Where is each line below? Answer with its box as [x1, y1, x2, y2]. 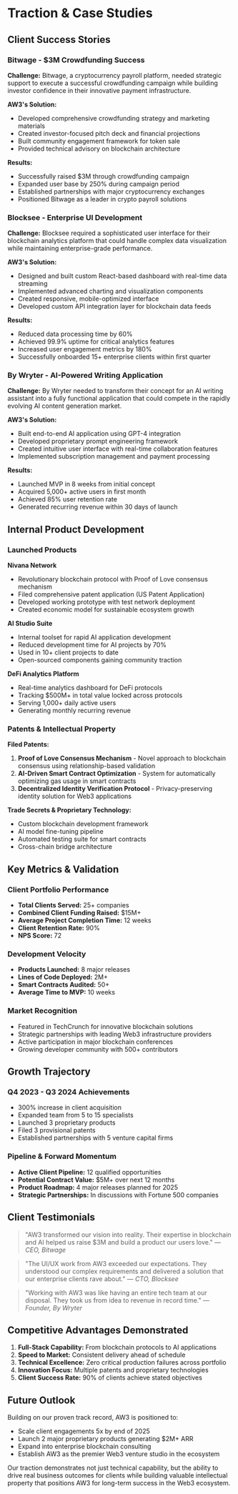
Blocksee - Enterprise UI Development [7, 212, 143, 222]
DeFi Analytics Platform [7, 669, 80, 678]
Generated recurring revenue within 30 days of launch [17, 502, 178, 512]
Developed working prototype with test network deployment [17, 598, 195, 607]
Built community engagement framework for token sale [17, 136, 181, 145]
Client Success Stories [7, 34, 111, 46]
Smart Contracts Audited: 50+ [17, 980, 110, 989]
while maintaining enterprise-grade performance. [7, 244, 153, 253]
